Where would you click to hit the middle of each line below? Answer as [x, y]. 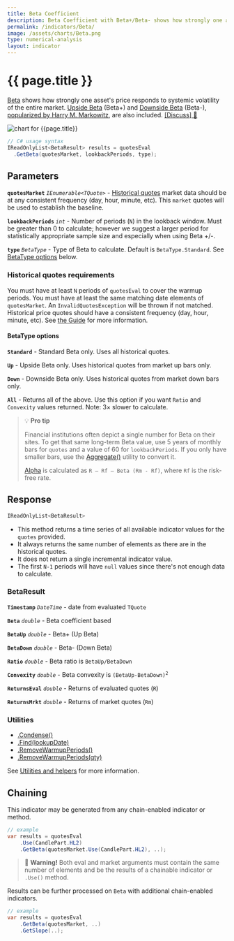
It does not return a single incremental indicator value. [95, 559]
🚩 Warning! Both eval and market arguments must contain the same [122, 863]
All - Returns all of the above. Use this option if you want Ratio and [104, 400]
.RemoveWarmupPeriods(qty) [60, 757]
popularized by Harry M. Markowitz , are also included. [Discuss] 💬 [102, 115]
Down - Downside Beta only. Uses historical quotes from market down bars [113, 379]
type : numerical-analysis [45, 40]
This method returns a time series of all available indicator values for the [121, 529]
